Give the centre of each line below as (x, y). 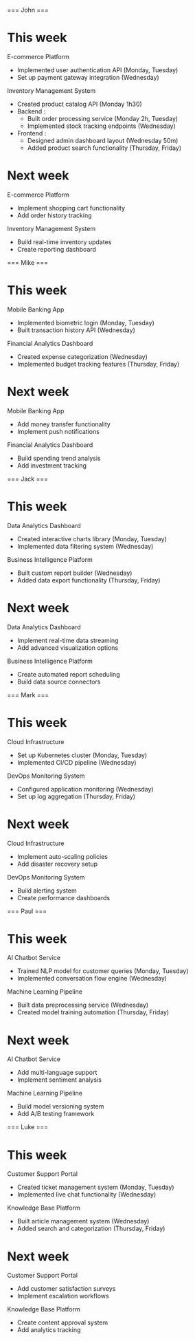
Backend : (31, 111)
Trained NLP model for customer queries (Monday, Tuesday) (103, 971)
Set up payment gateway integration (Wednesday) (88, 77)
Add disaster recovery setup (57, 864)
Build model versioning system (60, 1106)
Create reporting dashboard (56, 249)
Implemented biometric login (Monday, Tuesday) (85, 323)
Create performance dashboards (64, 897)
